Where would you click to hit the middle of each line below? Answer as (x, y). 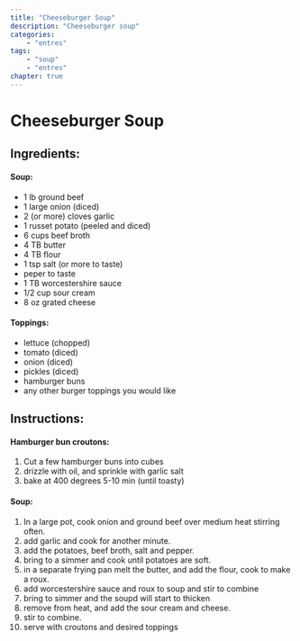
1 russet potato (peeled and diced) (87, 225)
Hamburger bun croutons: (60, 441)
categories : (32, 34)
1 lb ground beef (54, 197)
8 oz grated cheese (59, 302)
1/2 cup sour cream (59, 293)
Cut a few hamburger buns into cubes (94, 462)
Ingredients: (45, 154)
